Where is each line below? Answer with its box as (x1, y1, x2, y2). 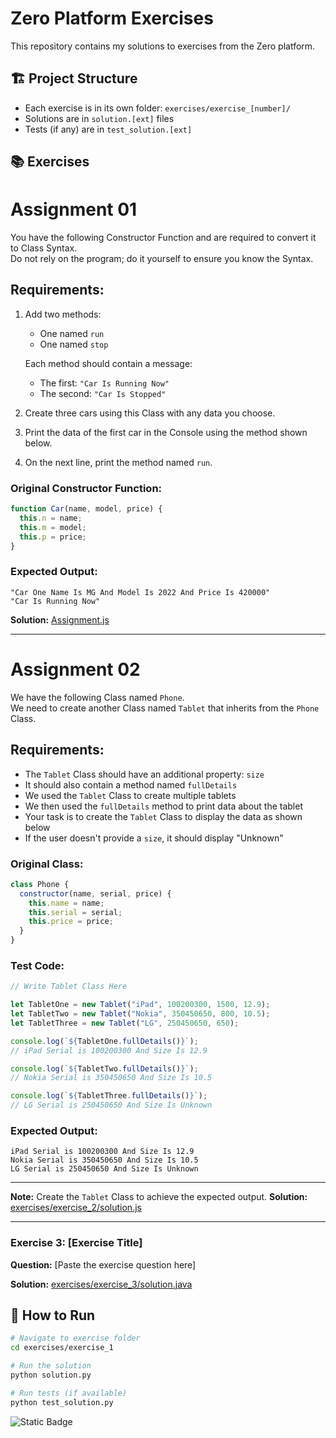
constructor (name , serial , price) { (19, 888, 172, 899)
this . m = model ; (19, 522, 87, 532)
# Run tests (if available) (10, 1388, 128, 1398)
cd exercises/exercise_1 (10, 1343, 114, 1353)
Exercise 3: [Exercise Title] (10, 1236, 143, 1250)
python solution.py (10, 1370, 92, 1381)
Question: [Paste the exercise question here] (10, 1258, 197, 1271)
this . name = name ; (28, 898, 105, 908)
